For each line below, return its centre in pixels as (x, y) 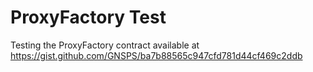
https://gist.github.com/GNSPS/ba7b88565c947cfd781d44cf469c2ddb (156, 55)
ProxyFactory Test (88, 17)
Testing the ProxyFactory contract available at (105, 45)
